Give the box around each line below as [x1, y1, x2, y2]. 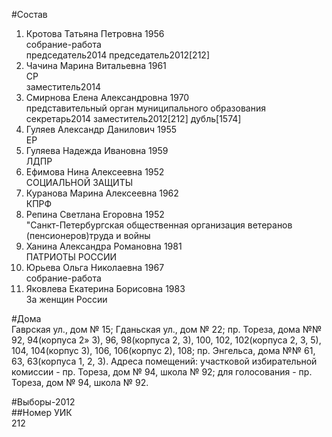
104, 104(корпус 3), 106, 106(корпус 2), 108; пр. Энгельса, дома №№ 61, [11, 345, 316, 356]
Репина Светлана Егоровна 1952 [25, 209, 165, 220]
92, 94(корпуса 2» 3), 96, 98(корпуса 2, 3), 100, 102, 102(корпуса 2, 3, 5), [11, 334, 322, 346]
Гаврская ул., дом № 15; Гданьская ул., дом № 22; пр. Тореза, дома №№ [11, 324, 323, 335]
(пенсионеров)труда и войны [25, 230, 151, 241]
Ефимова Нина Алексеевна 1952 [25, 166, 165, 178]
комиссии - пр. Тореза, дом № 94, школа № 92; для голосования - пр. [11, 366, 313, 378]
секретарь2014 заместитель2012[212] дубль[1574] [25, 113, 242, 124]
